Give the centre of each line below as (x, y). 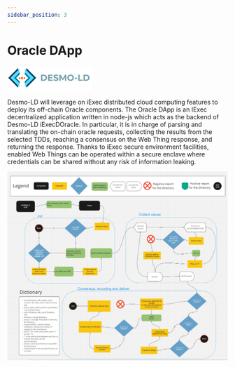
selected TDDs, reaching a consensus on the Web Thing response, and (110, 139)
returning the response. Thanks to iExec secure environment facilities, (108, 147)
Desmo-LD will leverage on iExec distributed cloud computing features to (113, 102)
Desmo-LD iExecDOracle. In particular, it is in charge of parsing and (105, 124)
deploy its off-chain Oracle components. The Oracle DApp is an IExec (107, 109)
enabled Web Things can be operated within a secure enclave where (106, 154)
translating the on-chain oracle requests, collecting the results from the (110, 132)
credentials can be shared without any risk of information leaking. (102, 161)
